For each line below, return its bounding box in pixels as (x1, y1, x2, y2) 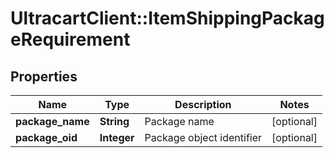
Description (174, 98, 232, 111)
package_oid (15, 131, 78, 144)
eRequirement (10, 28, 131, 51)
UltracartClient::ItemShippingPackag (10, 7, 325, 30)
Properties (10, 68, 78, 85)
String (99, 115, 130, 128)
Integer (99, 131, 135, 144)
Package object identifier (144, 131, 263, 144)
